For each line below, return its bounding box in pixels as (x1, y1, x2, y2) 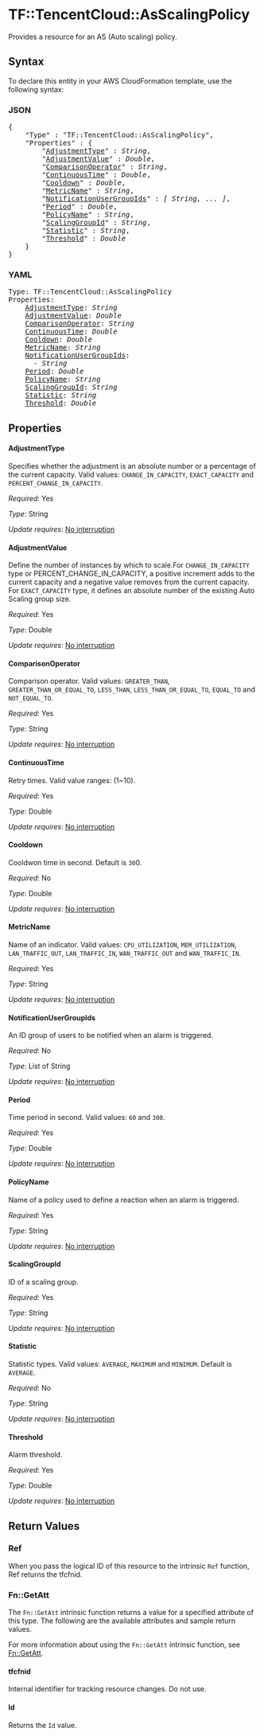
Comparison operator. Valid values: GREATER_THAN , (8, 677, 170, 686)
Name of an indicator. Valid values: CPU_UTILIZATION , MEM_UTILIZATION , (8, 939, 237, 949)
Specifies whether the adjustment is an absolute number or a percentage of (8, 461, 256, 470)
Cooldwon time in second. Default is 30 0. (8, 857, 142, 867)
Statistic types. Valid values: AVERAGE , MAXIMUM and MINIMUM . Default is (8, 1359, 232, 1368)
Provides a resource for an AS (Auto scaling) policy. (8, 32, 177, 41)
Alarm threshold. (8, 1450, 63, 1460)
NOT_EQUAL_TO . (8, 693, 53, 703)
